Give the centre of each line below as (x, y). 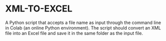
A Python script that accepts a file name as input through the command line (83, 22)
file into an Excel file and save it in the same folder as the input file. (74, 33)
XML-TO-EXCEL (39, 9)
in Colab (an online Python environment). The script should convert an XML (83, 27)
